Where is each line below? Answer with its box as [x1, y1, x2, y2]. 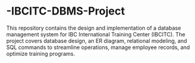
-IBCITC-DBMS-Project [6, 4, 125, 18]
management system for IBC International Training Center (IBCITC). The [6, 30, 186, 38]
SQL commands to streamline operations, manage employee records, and [6, 44, 190, 51]
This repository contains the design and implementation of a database [6, 24, 182, 31]
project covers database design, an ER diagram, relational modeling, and [6, 37, 188, 44]
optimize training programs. [6, 50, 76, 57]
